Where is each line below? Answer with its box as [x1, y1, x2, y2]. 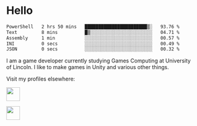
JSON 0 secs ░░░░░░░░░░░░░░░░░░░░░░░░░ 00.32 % [6, 46, 180, 52]
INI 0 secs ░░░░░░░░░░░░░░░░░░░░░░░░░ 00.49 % [6, 41, 180, 47]
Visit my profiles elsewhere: [6, 75, 76, 82]
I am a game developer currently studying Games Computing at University [6, 57, 191, 64]
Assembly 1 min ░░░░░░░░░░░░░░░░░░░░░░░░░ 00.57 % [6, 35, 180, 41]
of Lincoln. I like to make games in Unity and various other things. [6, 64, 169, 71]
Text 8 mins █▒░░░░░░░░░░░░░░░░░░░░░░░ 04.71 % [6, 29, 180, 35]
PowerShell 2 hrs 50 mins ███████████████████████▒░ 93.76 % [6, 24, 180, 30]
